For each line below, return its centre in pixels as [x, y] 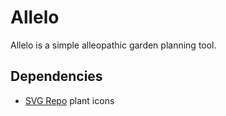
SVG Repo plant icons [69, 100]
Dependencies [56, 76]
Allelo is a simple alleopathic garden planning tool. [113, 45]
